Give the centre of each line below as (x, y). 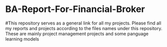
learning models (22, 39)
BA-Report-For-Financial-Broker (75, 9)
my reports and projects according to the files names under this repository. (84, 28)
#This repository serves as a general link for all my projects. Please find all (83, 23)
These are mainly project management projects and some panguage (77, 33)
